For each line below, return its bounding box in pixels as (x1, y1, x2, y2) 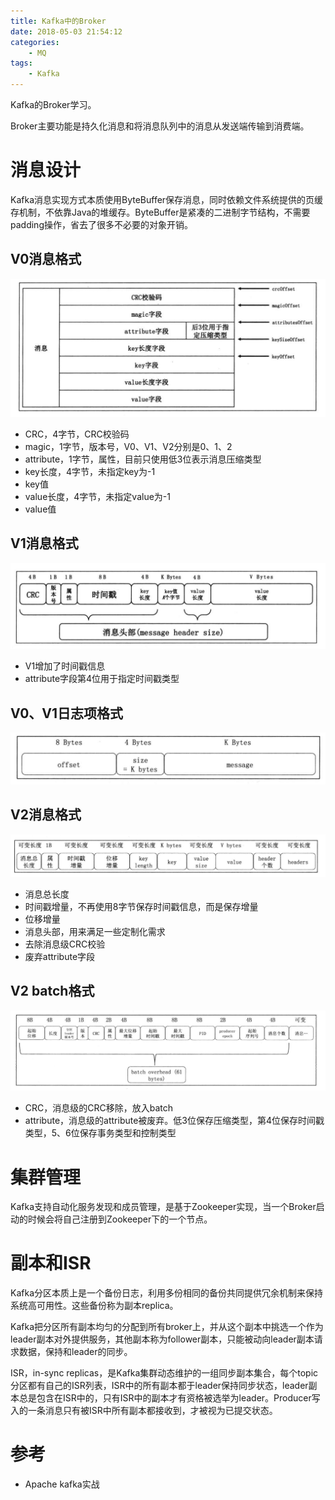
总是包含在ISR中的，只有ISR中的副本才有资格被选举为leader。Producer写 (18, 1392, 321, 1404)
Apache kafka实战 (24, 1478, 100, 1490)
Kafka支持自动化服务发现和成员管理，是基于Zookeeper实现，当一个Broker (10, 1201, 317, 1213)
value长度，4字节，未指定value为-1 (24, 490, 171, 502)
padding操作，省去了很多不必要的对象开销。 (10, 218, 193, 230)
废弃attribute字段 (24, 951, 96, 963)
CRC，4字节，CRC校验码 (24, 428, 130, 440)
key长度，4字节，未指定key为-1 (24, 465, 156, 477)
